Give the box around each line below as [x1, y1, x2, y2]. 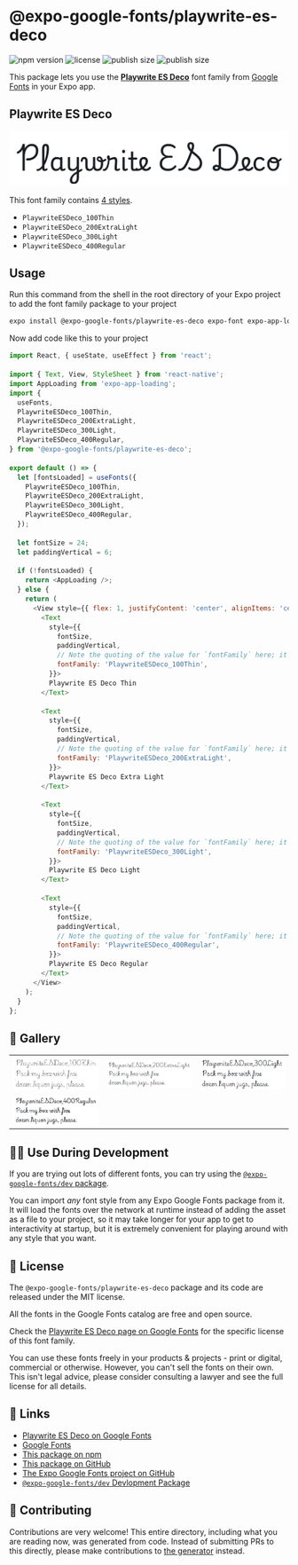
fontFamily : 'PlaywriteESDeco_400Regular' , [56, 940, 220, 950]
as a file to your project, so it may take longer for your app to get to [9, 1214, 255, 1225]
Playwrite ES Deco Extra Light [48, 772, 165, 782]
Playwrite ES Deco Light [48, 866, 141, 875]
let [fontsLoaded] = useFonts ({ [17, 473, 137, 482]
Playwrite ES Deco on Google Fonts [21, 1430, 153, 1441]
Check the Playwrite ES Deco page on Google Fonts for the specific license [9, 1325, 285, 1336]
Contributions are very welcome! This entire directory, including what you [9, 1526, 278, 1537]
